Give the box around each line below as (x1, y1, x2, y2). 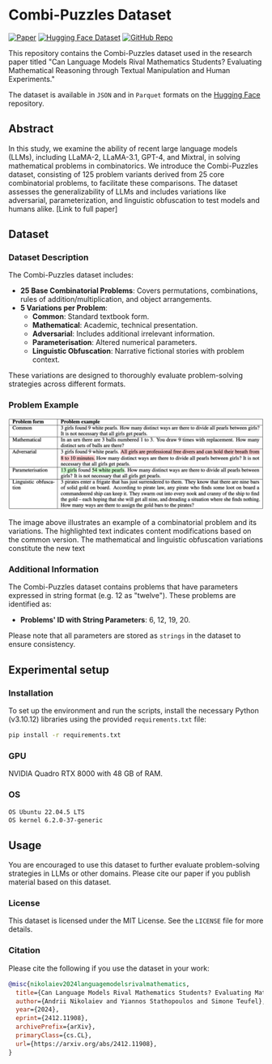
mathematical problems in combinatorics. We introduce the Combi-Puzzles (8, 161, 259, 170)
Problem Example (8, 399, 79, 411)
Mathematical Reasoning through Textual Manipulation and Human (8, 65, 231, 75)
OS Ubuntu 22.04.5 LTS (8, 808, 85, 816)
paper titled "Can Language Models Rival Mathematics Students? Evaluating (8, 57, 262, 67)
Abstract (8, 122, 54, 136)
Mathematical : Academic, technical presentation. (32, 321, 198, 330)
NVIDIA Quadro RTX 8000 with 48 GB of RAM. (8, 769, 164, 778)
